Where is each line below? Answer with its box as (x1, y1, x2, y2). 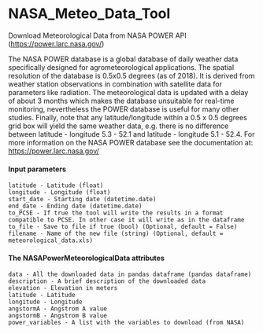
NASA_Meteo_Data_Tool (8, 5, 171, 23)
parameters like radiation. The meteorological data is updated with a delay (8, 87, 249, 97)
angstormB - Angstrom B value (8, 312, 108, 320)
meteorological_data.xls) (8, 237, 93, 244)
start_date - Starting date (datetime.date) (8, 196, 157, 204)
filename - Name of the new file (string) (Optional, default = (8, 229, 224, 238)
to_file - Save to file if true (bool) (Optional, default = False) (8, 223, 238, 231)
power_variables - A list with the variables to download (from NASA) (8, 319, 245, 327)
